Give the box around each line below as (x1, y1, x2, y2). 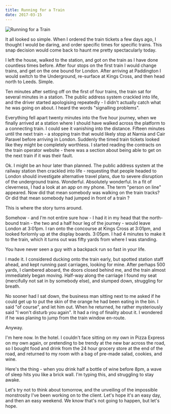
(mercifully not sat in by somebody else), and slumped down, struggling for (5, 277, 163, 283)
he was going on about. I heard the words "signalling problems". (5, 105, 140, 111)
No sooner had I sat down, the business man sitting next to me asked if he (5, 293, 161, 299)
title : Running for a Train (5, 7, 65, 13)
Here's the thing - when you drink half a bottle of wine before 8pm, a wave (5, 366, 162, 372)
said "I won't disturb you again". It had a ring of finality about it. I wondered (5, 309, 163, 315)
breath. (5, 283, 20, 289)
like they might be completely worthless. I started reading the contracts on (5, 141, 161, 148)
